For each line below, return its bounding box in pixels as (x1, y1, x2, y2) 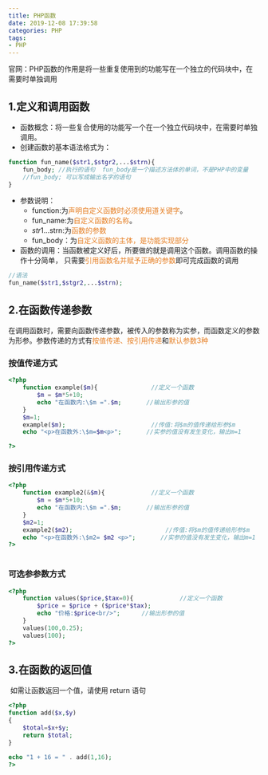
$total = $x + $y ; (22, 723, 69, 732)
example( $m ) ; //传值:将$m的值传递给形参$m (22, 420, 236, 429)
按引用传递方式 (8, 463, 66, 474)
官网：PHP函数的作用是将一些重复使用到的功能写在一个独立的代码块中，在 (8, 65, 254, 74)
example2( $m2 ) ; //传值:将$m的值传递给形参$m (22, 525, 250, 534)
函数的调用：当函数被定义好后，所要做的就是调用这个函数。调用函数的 (19, 246, 251, 255)
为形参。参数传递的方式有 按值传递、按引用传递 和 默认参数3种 (8, 336, 209, 345)
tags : (8, 33, 26, 42)
